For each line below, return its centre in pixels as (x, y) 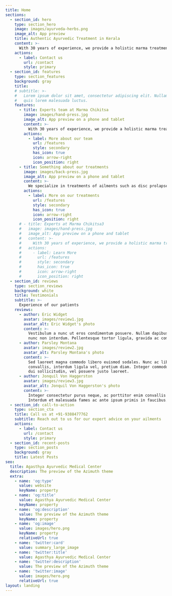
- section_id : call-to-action (42, 405)
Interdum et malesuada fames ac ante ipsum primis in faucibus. (98, 400)
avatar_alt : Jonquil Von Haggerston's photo (72, 386)
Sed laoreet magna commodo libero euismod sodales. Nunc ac (93, 362)
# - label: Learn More (48, 253)
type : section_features (40, 77)
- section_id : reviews (34, 281)
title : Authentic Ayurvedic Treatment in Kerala (67, 39)
